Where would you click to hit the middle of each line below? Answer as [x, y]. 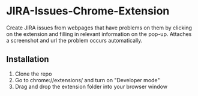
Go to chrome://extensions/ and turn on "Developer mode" [87, 80]
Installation [28, 59]
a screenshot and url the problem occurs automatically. [74, 40]
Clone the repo [33, 74]
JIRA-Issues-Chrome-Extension [88, 11]
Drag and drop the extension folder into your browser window [91, 86]
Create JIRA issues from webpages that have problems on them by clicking [99, 28]
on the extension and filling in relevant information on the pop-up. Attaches [99, 34]
